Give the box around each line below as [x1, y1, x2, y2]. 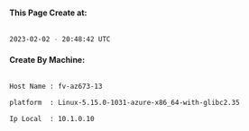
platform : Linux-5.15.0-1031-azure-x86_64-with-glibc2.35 [9, 99, 241, 108]
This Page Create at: [9, 7, 88, 18]
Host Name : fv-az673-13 [9, 82, 103, 92]
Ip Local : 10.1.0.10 [9, 115, 95, 124]
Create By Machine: [9, 54, 86, 65]
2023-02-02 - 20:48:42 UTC [9, 35, 111, 44]
